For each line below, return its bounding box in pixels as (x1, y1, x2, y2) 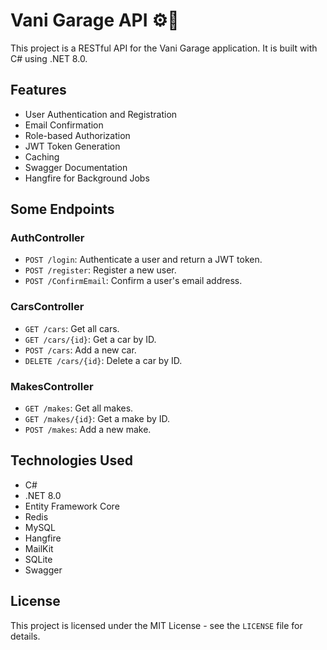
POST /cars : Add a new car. (24, 344, 137, 356)
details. (10, 630, 41, 642)
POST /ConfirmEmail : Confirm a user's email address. (24, 275, 243, 287)
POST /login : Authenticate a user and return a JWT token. (24, 254, 263, 266)
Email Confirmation (24, 119, 104, 131)
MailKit (24, 542, 54, 554)
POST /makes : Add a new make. (24, 424, 152, 436)
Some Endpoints (10, 201, 115, 218)
